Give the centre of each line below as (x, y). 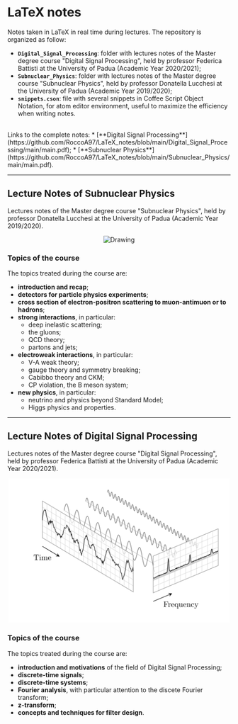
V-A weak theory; (54, 363)
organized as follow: (37, 39)
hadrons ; (31, 310)
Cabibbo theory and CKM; (66, 378)
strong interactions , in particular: (66, 317)
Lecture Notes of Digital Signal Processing (102, 436)
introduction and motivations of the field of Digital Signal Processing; (120, 667)
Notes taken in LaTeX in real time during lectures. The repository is (104, 32)
